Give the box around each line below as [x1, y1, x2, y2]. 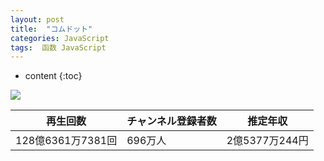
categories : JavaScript [10, 33, 110, 43]
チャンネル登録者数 [126, 114, 217, 128]
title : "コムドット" [10, 24, 93, 34]
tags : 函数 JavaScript [10, 42, 107, 53]
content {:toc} [24, 70, 83, 82]
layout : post [10, 14, 65, 25]
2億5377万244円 [226, 134, 309, 148]
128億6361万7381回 [15, 134, 118, 148]
